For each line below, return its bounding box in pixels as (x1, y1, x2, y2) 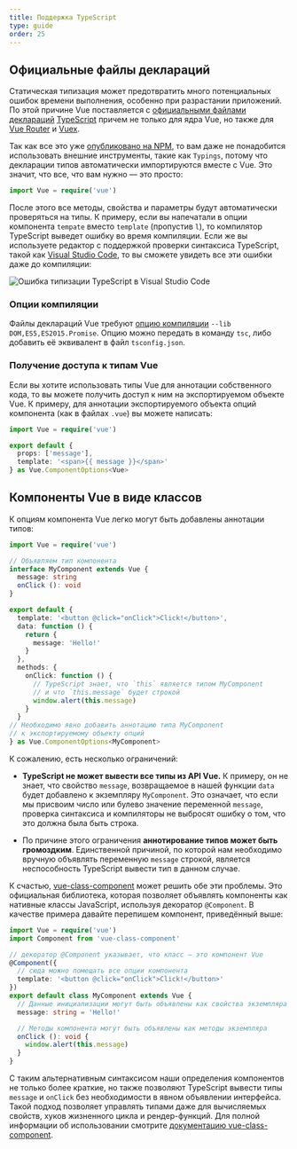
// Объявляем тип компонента (9, 556, 117, 565)
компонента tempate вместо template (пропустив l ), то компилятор (9, 221, 263, 232)
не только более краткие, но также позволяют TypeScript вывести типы (9, 1082, 283, 1093)
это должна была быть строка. (21, 817, 139, 828)
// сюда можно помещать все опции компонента (17, 966, 189, 976)
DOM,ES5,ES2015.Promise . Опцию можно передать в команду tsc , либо (9, 327, 272, 338)
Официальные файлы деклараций (9, 62, 211, 77)
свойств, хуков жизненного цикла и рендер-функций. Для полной (9, 1111, 260, 1121)
